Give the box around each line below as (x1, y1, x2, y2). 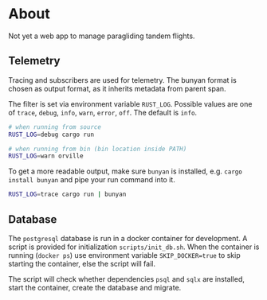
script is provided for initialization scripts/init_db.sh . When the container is (8, 242, 260, 251)
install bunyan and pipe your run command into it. (8, 175, 175, 185)
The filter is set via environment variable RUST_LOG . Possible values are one (8, 99, 253, 108)
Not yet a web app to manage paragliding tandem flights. (8, 31, 195, 41)
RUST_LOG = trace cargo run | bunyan (8, 190, 127, 199)
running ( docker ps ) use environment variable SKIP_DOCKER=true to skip (8, 250, 241, 259)
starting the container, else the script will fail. (8, 259, 155, 268)
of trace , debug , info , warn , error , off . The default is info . (8, 107, 198, 117)
